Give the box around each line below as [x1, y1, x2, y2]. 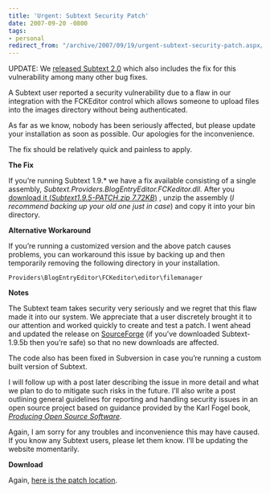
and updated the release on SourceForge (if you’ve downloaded [8, 329, 220, 339]
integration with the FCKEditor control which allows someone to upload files [8, 97, 260, 106]
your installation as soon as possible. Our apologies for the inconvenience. [8, 129, 256, 139]
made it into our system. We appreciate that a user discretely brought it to [8, 312, 252, 322]
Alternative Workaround [8, 226, 91, 236]
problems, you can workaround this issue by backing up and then [8, 250, 225, 260]
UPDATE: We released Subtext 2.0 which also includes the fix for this [8, 64, 237, 73]
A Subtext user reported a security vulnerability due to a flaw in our [8, 88, 231, 97]
